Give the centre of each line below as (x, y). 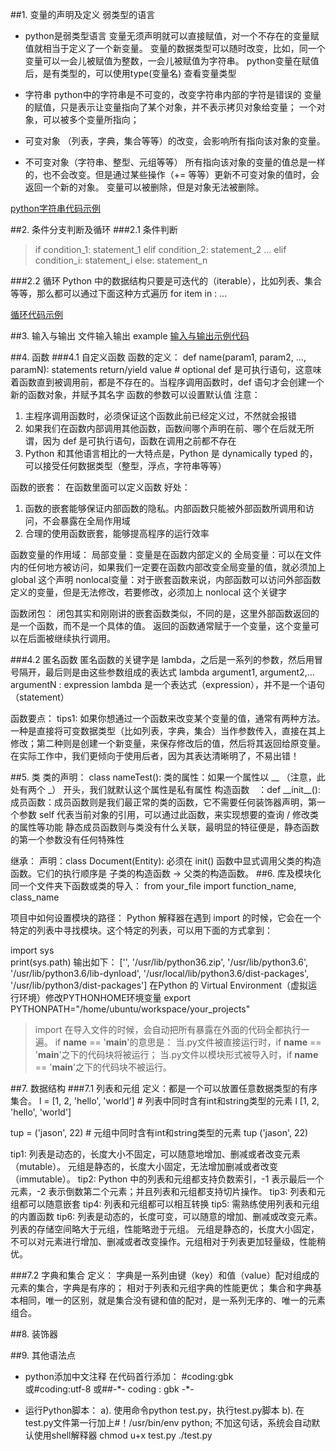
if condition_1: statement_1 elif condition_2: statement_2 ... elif (160, 249)
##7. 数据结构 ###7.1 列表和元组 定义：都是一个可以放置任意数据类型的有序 (164, 1088)
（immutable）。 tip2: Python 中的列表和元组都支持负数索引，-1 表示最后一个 (167, 1179)
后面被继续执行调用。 (71, 638)
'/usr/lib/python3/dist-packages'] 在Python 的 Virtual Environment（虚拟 (159, 985)
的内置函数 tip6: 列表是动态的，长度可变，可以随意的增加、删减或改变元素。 (166, 1216)
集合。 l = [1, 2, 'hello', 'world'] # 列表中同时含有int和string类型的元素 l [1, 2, (165, 1101)
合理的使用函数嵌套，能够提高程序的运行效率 (117, 533)
